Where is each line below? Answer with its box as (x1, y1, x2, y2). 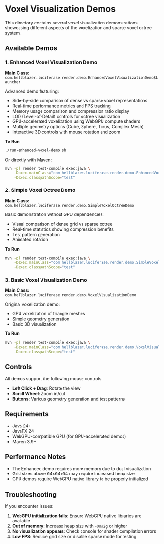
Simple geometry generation (12, 316, 70, 322)
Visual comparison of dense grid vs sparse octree (12, 221, 113, 227)
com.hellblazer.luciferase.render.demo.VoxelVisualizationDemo (5, 293, 137, 298)
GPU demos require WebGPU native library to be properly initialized (12, 476, 148, 482)
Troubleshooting (5, 490, 57, 498)
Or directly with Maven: (5, 157, 52, 163)
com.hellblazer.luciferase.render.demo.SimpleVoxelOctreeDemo (5, 203, 134, 208)
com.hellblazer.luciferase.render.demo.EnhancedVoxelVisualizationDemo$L (5, 75, 159, 80)
